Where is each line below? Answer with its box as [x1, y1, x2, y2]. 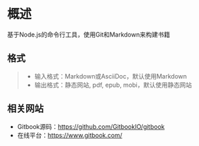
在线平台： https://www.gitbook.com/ [17, 131, 123, 139]
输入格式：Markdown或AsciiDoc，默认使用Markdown [34, 72, 187, 80]
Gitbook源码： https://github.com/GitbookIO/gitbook [17, 122, 165, 131]
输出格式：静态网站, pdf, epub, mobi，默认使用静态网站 [34, 81, 192, 89]
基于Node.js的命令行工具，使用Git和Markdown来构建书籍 [7, 30, 171, 39]
